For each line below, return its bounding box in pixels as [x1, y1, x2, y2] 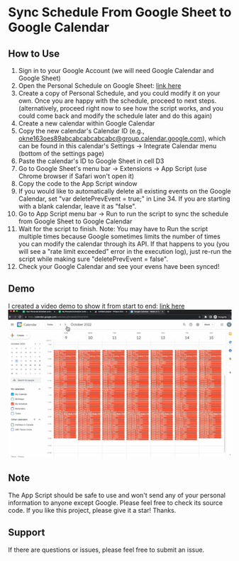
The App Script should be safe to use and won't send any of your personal [8, 491, 226, 499]
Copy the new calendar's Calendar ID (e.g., [18, 127, 145, 135]
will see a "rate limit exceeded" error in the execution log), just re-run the [18, 248, 232, 255]
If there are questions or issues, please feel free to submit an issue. [8, 545, 205, 554]
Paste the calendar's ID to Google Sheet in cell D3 [18, 157, 165, 165]
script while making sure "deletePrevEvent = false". [18, 255, 169, 263]
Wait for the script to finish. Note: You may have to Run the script [18, 225, 209, 233]
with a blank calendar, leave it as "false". [18, 202, 137, 210]
